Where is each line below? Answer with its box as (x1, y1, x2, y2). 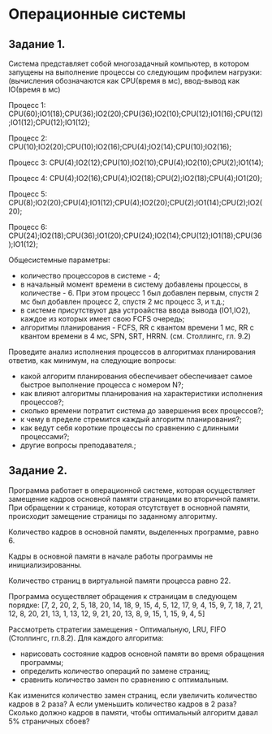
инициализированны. (8, 559, 83, 569)
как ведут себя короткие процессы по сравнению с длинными (19, 423, 240, 433)
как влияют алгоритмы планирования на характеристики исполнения (19, 389, 263, 398)
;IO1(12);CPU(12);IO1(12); (8, 118, 91, 127)
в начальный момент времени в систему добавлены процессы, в (19, 279, 248, 289)
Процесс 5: (8, 189, 47, 199)
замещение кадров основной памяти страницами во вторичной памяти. (8, 494, 261, 503)
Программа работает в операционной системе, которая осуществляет (8, 485, 256, 495)
